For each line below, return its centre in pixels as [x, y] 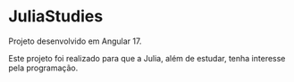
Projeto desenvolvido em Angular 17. [75, 41]
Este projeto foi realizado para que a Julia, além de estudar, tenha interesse [147, 58]
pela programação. [43, 68]
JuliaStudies [56, 16]
